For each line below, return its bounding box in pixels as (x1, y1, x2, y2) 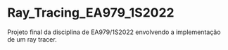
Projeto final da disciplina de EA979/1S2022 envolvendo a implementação (7, 28, 221, 36)
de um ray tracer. (7, 35, 58, 43)
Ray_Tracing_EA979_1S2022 (7, 5, 175, 21)
